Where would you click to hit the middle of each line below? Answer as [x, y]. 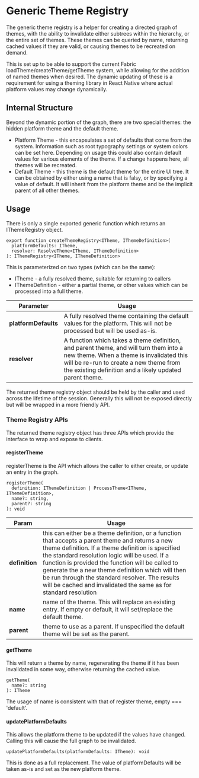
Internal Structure [40, 108]
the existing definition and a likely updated [123, 370]
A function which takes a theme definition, [122, 340]
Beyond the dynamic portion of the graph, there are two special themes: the [99, 122]
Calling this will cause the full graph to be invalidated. [71, 741]
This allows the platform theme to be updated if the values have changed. [96, 735]
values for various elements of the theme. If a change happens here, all [102, 159]
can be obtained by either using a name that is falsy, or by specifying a [101, 178]
